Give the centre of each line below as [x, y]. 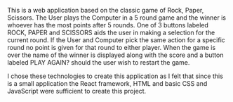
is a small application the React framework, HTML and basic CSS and [107, 83]
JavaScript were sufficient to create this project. [77, 91]
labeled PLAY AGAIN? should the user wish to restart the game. [99, 62]
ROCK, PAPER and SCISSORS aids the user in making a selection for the [111, 32]
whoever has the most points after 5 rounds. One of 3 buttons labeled [108, 25]
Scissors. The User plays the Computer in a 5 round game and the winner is [117, 18]
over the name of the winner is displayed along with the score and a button [115, 55]
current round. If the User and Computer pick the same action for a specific [116, 40]
